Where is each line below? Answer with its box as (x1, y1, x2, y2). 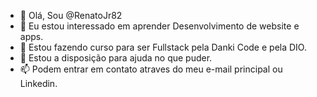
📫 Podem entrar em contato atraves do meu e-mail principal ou (19, 63, 283, 75)
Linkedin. (19, 78, 58, 89)
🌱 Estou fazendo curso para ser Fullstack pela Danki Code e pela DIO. (19, 41, 307, 53)
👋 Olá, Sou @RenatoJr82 (19, 10, 123, 21)
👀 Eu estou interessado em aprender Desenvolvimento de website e (19, 20, 300, 32)
